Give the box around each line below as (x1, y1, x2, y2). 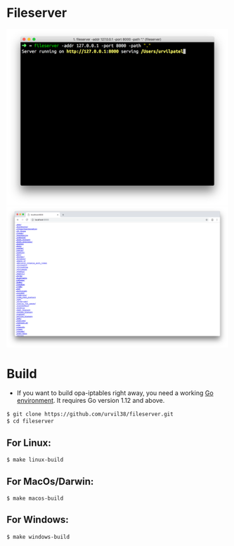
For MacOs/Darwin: (6, 475, 94, 487)
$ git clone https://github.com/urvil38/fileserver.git (6, 411, 174, 418)
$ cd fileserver (6, 418, 54, 425)
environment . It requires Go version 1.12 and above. (16, 397, 165, 405)
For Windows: (6, 514, 70, 526)
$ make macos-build (6, 495, 64, 502)
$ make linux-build (6, 456, 64, 464)
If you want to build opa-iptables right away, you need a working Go (16, 389, 214, 397)
